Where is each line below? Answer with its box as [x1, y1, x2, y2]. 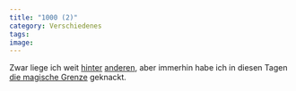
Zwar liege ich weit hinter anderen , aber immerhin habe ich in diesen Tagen [9, 62, 288, 73]
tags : [9, 29, 30, 38]
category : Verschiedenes [9, 21, 102, 30]
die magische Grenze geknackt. [9, 72, 127, 83]
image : [9, 37, 34, 47]
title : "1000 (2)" [9, 12, 78, 22]
